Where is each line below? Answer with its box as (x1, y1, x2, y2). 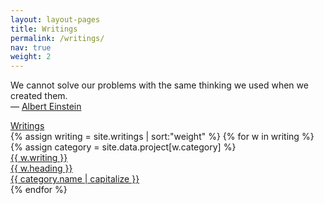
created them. (10, 90, 68, 102)
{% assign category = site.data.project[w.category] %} (10, 141, 237, 153)
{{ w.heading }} (10, 162, 73, 175)
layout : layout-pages (10, 14, 101, 25)
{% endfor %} (10, 184, 68, 196)
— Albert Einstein (10, 101, 82, 113)
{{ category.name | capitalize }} (10, 173, 140, 185)
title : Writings (10, 24, 78, 34)
